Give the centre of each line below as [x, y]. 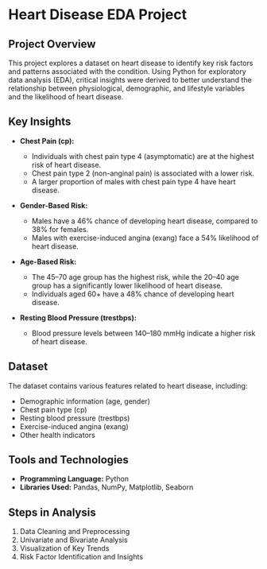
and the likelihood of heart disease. [66, 97]
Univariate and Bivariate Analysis [74, 540]
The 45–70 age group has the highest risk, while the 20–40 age [135, 277]
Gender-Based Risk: [54, 205]
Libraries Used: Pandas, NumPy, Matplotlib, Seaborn [106, 487]
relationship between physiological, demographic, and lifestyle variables [126, 88]
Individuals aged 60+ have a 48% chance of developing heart [133, 294]
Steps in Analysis [52, 512]
